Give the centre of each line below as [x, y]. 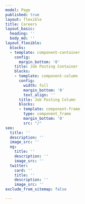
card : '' [24, 171]
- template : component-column [46, 76]
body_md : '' [23, 39]
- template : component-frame [49, 109]
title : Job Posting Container [46, 66]
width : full [36, 85]
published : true [22, 15]
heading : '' [23, 33]
